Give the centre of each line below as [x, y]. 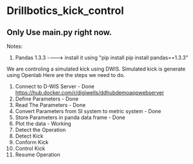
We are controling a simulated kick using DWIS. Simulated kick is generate [96, 69]
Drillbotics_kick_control [66, 11]
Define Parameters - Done [46, 99]
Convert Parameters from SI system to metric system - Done [88, 111]
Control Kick [30, 148]
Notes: [15, 46]
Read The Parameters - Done [50, 105]
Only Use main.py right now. [59, 32]
